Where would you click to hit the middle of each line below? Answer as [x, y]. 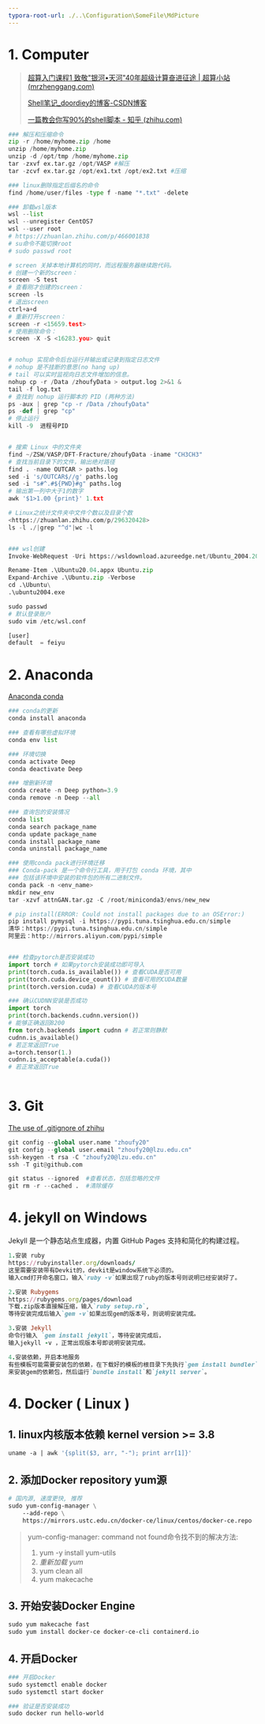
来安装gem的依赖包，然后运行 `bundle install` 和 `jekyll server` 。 [109, 1372]
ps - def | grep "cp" [42, 412]
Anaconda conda [36, 697]
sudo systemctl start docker [56, 1692]
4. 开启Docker [43, 1659]
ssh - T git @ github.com [45, 1165]
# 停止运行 [24, 419]
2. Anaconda [51, 674]
